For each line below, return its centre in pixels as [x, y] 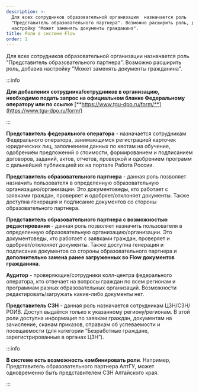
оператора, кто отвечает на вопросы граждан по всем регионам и [91, 281]
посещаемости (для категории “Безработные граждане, [78, 331]
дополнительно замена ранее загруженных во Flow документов [90, 257]
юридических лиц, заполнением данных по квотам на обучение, [88, 146]
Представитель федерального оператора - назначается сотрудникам [96, 133]
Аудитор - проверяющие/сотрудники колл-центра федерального [89, 275]
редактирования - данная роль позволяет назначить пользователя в [94, 226]
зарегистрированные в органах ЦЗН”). [55, 337]
